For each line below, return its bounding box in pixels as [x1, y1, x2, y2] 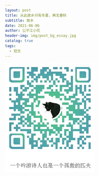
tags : [5, 44, 16, 48]
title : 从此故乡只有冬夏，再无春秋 [5, 13, 67, 18]
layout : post [5, 8, 31, 13]
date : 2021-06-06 [5, 23, 40, 28]
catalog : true [5, 39, 34, 44]
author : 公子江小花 [5, 28, 40, 33]
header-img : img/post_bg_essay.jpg [5, 33, 76, 38]
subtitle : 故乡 [5, 18, 34, 23]
